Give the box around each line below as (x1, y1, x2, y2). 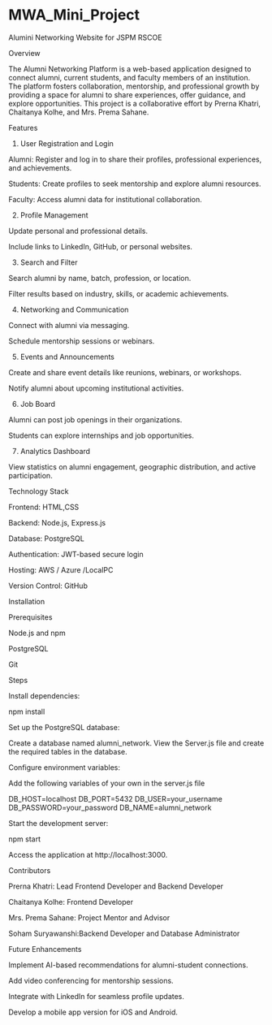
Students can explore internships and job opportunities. (8, 430, 195, 440)
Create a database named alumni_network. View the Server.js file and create (8, 737, 265, 748)
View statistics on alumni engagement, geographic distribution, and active (8, 461, 257, 472)
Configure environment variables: (8, 762, 120, 772)
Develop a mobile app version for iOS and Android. (8, 1007, 179, 1017)
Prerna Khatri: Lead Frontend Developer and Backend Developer (8, 881, 224, 891)
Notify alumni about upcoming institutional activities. (8, 383, 184, 393)
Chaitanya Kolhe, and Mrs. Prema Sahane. (8, 107, 149, 117)
